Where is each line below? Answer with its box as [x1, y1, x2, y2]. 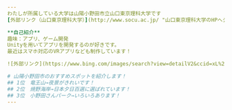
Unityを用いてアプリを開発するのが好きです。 [7, 42, 120, 49]
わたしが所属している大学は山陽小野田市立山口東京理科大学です [7, 10, 162, 17]
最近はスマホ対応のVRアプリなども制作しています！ [7, 48, 132, 55]
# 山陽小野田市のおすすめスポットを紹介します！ [7, 73, 126, 80]
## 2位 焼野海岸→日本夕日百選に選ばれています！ [7, 85, 131, 93]
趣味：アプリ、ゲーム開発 [7, 35, 69, 42]
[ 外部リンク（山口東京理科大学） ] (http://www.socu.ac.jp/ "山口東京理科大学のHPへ [7, 16, 223, 23]
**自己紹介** [7, 29, 41, 36]
